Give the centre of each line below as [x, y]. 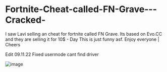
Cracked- [25, 20]
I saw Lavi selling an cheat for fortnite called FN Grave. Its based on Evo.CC [84, 34]
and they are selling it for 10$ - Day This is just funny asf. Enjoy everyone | [82, 39]
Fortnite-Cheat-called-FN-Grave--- [81, 9]
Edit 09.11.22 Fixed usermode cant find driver [52, 54]
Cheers [13, 44]
